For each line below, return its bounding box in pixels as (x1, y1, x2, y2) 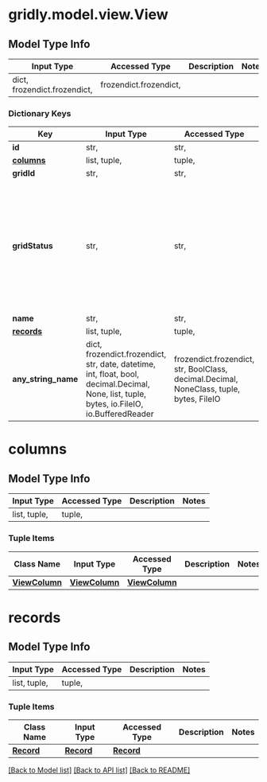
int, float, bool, (86, 368, 139, 379)
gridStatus (12, 240, 53, 251)
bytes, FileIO (173, 394, 221, 405)
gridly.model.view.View (8, 6, 168, 24)
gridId (12, 168, 36, 179)
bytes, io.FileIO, (86, 399, 144, 410)
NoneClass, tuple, (173, 383, 241, 395)
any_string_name (12, 374, 79, 385)
